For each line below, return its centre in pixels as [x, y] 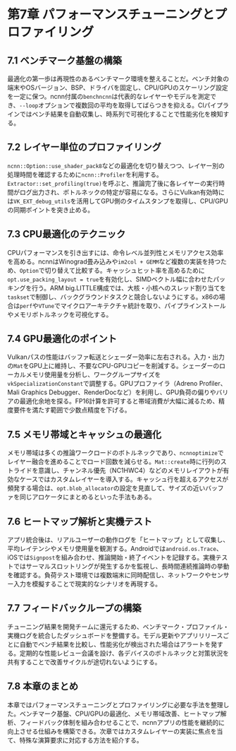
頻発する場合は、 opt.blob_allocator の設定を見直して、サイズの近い [106, 488]
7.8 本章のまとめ [43, 686]
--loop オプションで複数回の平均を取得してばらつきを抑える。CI [112, 105]
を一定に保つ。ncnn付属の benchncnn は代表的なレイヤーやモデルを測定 [109, 96]
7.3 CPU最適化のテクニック [67, 234]
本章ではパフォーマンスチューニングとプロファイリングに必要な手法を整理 [115, 704]
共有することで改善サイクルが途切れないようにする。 [84, 662]
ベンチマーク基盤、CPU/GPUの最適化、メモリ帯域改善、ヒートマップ [120, 714]
